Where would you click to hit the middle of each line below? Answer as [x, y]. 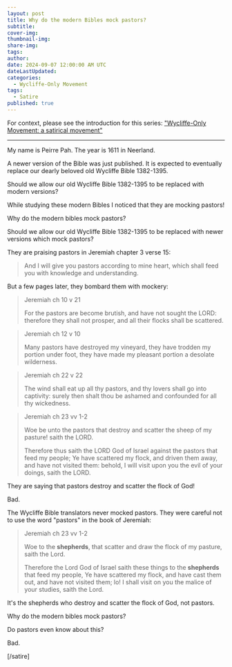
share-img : [23, 46]
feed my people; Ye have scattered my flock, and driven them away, [121, 458]
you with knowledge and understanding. [81, 272]
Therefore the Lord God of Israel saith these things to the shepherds [122, 567]
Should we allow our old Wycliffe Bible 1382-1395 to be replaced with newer [115, 231]
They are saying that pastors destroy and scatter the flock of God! [101, 486]
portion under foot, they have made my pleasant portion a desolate [119, 354]
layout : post [26, 13]
